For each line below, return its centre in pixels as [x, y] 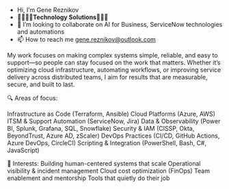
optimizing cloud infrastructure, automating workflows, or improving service [114, 70]
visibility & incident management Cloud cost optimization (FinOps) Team [109, 171]
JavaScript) [23, 150]
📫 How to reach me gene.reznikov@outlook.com [86, 39]
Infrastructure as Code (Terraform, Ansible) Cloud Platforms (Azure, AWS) [111, 114]
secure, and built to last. [41, 84]
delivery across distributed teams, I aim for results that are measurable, [107, 77]
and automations [41, 32]
